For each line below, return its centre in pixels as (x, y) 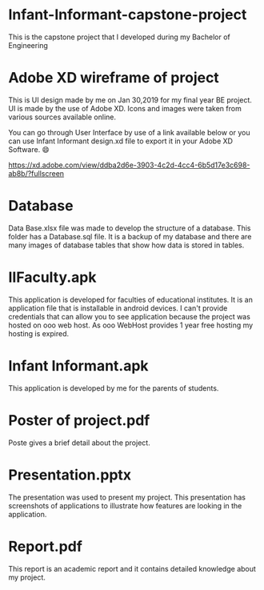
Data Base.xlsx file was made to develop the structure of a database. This (130, 228)
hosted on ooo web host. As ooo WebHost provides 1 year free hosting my (131, 325)
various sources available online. (62, 117)
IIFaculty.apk (52, 277)
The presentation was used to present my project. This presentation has (127, 497)
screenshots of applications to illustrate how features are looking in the (125, 505)
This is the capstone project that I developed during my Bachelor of (119, 37)
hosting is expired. (39, 333)
